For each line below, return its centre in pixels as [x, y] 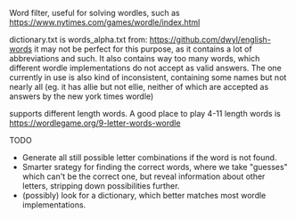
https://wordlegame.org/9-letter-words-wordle [95, 123]
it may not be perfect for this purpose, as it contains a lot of [143, 49]
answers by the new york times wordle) [82, 96]
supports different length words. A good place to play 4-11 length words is [145, 114]
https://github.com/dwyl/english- [210, 40]
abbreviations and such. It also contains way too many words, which [135, 58]
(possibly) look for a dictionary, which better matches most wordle [144, 195]
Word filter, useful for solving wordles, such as [95, 13]
